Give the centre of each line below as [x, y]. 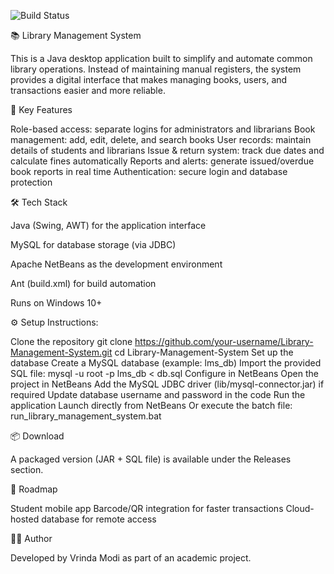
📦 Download [37, 436]
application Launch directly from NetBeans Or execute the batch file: [151, 405]
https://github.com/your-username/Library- [224, 341]
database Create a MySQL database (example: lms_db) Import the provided [166, 363]
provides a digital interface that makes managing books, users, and [149, 79]
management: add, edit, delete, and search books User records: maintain [161, 139]
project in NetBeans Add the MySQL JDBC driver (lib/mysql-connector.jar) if [167, 384]
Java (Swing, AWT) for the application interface [108, 225]
